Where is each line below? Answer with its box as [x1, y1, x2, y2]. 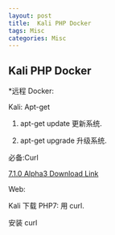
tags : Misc [8, 26, 45, 34]
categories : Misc [8, 34, 67, 43]
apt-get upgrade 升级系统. [19, 136, 107, 145]
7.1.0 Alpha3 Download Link [8, 169, 99, 179]
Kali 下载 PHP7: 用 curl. [8, 201, 84, 211]
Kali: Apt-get [8, 102, 51, 112]
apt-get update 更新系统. [19, 119, 103, 128]
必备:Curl [8, 153, 39, 163]
